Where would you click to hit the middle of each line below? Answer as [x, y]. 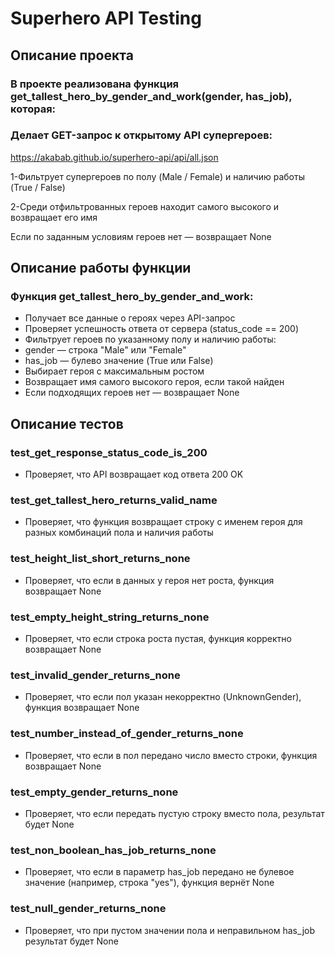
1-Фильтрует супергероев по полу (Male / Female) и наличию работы [157, 176]
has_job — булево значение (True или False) [119, 361]
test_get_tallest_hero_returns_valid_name [114, 500]
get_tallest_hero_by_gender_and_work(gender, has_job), [151, 96]
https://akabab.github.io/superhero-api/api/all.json [114, 157]
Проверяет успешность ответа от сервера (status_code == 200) [161, 329]
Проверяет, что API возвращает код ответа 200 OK [134, 474]
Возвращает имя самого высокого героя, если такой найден [154, 382]
